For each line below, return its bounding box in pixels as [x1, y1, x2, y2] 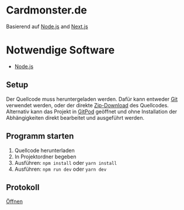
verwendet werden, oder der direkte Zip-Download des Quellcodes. [6, 101, 169, 109]
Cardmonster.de [6, 4, 88, 17]
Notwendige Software [6, 43, 115, 57]
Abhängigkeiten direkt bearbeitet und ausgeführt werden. [6, 114, 145, 121]
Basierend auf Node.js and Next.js [6, 23, 89, 30]
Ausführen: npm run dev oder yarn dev [14, 165, 107, 172]
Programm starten [6, 131, 74, 141]
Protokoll [6, 182, 40, 192]
